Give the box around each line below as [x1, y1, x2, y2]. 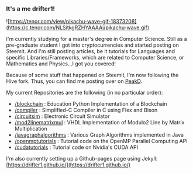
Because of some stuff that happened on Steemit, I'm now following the [6, 72, 179, 79]
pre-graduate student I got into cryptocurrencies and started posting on [6, 41, 180, 48]
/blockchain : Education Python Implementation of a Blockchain [14, 100, 167, 107]
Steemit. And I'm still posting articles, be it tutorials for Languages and [6, 48, 175, 55]
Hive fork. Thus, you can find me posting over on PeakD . [6, 78, 142, 85]
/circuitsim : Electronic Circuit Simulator [14, 113, 110, 120]
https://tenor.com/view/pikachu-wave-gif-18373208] [9, 18, 137, 25]
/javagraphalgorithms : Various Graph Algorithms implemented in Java [14, 131, 184, 138]
